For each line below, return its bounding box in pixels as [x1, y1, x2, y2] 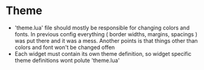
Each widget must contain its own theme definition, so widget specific [14, 50, 192, 57]
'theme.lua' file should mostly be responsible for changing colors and [14, 24, 190, 31]
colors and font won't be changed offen [14, 44, 115, 51]
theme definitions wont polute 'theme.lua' [14, 56, 120, 64]
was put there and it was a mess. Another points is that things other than [14, 37, 198, 44]
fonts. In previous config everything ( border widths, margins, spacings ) [14, 30, 198, 37]
